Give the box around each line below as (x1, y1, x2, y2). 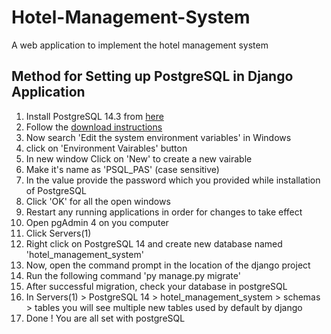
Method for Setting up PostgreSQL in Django (11, 68, 294, 85)
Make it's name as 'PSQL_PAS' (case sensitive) (25, 163, 220, 175)
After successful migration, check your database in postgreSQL (25, 280, 288, 292)
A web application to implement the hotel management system (11, 39, 269, 51)
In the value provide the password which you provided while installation (25, 174, 321, 186)
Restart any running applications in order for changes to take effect (25, 206, 303, 218)
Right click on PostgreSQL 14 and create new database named (25, 237, 283, 250)
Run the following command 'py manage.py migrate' (25, 269, 241, 281)
